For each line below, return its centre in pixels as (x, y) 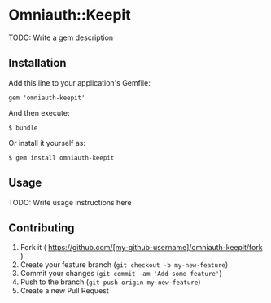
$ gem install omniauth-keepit (61, 158)
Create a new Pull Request (65, 291)
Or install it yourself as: (47, 143)
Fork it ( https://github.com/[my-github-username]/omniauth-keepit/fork (141, 248)
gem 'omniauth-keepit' (47, 98)
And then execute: (39, 112)
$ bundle (23, 128)
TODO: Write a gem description (61, 37)
